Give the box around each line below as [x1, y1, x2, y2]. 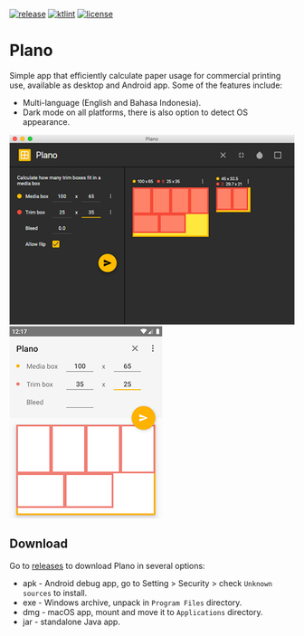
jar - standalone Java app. [22, 616, 120, 627]
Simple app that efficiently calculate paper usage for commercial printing [9, 70, 281, 81]
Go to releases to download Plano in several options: [9, 560, 205, 571]
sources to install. [22, 587, 88, 598]
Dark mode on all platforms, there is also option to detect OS [22, 107, 249, 118]
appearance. [22, 116, 71, 127]
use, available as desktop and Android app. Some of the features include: [9, 80, 283, 90]
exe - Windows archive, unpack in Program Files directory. [22, 597, 242, 608]
